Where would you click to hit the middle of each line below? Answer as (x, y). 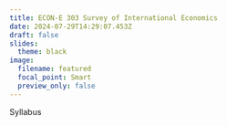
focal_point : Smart (55, 78)
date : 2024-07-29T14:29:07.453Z (71, 26)
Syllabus (26, 111)
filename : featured (55, 69)
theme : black (42, 52)
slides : (24, 43)
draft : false (34, 35)
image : (22, 60)
